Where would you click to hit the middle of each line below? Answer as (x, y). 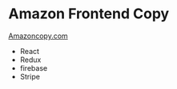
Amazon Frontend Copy (89, 14)
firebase (34, 68)
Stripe (30, 76)
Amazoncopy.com (38, 36)
